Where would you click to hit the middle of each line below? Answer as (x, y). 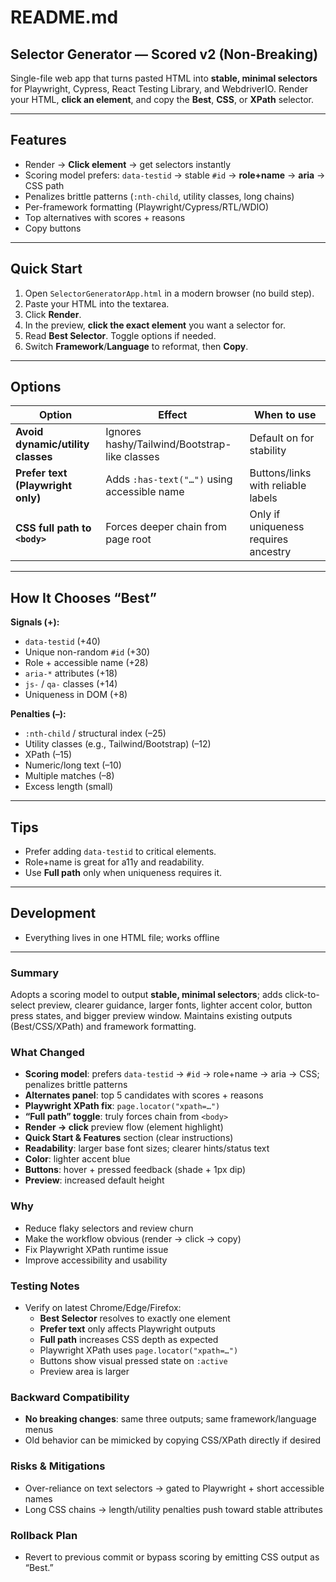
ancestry (270, 552)
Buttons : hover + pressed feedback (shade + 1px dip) (135, 1170)
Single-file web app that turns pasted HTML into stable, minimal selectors (164, 78)
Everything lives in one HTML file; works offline (122, 937)
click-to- (302, 995)
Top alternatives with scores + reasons (105, 217)
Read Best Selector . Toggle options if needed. (120, 335)
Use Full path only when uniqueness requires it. (123, 873)
